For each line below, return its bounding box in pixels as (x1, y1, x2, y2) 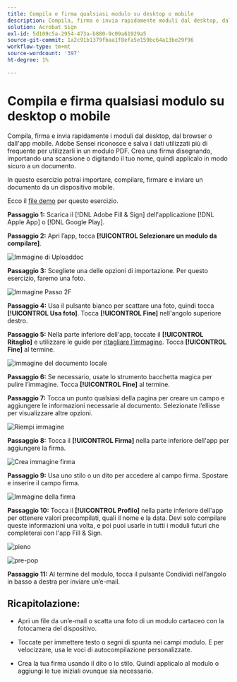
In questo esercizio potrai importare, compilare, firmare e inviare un (7, 175, 203, 184)
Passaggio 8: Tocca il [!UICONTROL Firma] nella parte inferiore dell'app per (7, 436, 229, 444)
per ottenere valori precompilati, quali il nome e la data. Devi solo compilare (7, 514, 227, 522)
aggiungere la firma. (7, 444, 66, 452)
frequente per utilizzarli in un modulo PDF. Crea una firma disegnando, (7, 146, 213, 155)
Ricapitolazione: (7, 598, 80, 610)
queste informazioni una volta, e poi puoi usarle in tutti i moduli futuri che (7, 521, 220, 529)
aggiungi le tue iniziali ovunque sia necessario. (17, 666, 154, 675)
